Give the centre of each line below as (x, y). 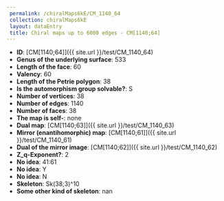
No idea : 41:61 (36, 162)
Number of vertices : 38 (50, 96)
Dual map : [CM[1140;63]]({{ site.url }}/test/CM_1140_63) (95, 125)
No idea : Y (32, 169)
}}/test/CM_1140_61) (44, 140)
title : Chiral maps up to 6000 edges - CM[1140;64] (85, 33)
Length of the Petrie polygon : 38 (64, 82)
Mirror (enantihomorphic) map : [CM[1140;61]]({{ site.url (96, 133)
